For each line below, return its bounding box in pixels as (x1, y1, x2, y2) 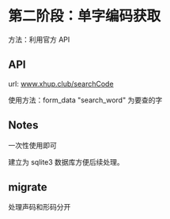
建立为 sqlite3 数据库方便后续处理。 (8, 157, 124, 166)
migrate (8, 180, 47, 194)
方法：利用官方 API (8, 35, 70, 44)
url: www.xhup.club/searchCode (8, 79, 114, 88)
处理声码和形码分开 (8, 202, 71, 212)
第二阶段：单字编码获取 (8, 7, 161, 25)
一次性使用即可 (8, 140, 57, 150)
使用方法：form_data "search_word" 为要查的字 (8, 95, 163, 105)
